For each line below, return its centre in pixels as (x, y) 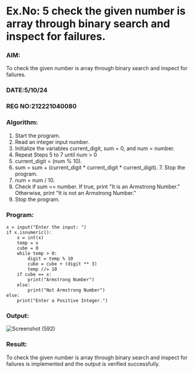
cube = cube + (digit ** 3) (62, 264)
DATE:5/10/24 (27, 90)
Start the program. (38, 136)
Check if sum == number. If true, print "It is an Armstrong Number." (97, 186)
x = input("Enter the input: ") (46, 227)
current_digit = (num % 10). (48, 161)
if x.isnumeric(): (29, 232)
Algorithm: (22, 122)
